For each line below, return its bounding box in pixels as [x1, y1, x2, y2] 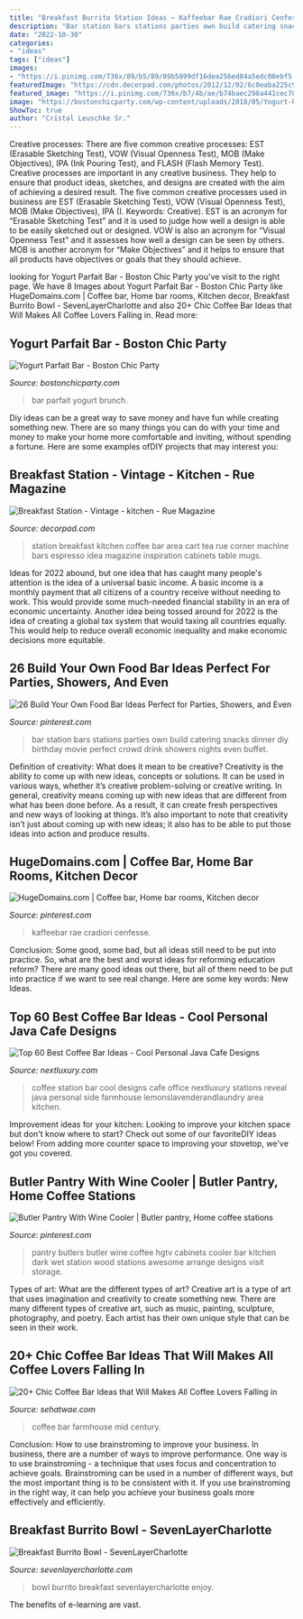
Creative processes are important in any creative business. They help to [9, 168, 277, 179]
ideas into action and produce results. [9, 828, 151, 839]
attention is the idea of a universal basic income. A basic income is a [9, 577, 264, 588]
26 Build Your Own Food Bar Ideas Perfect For [9, 661, 271, 676]
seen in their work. [9, 1322, 78, 1333]
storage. [31, 1266, 63, 1277]
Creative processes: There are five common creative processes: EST [9, 139, 265, 150]
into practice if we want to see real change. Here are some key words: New [9, 973, 289, 984]
